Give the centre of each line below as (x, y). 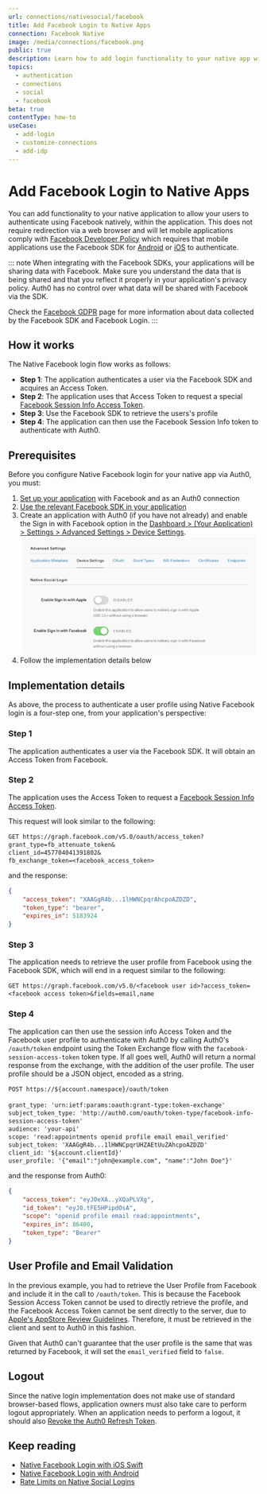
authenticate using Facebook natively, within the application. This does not (130, 222)
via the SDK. (29, 296)
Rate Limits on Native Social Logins (77, 1482)
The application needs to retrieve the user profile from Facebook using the (130, 962)
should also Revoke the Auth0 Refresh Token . (83, 1421)
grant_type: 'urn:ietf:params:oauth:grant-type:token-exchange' (117, 1105)
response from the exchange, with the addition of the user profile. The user (132, 1065)
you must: (25, 483)
